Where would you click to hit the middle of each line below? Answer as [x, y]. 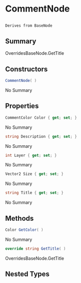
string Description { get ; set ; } [41, 136]
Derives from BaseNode [29, 26]
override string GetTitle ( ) [35, 249]
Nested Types [27, 274]
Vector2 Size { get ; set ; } [34, 174]
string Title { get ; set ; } [34, 193]
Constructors [26, 69]
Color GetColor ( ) [24, 230]
